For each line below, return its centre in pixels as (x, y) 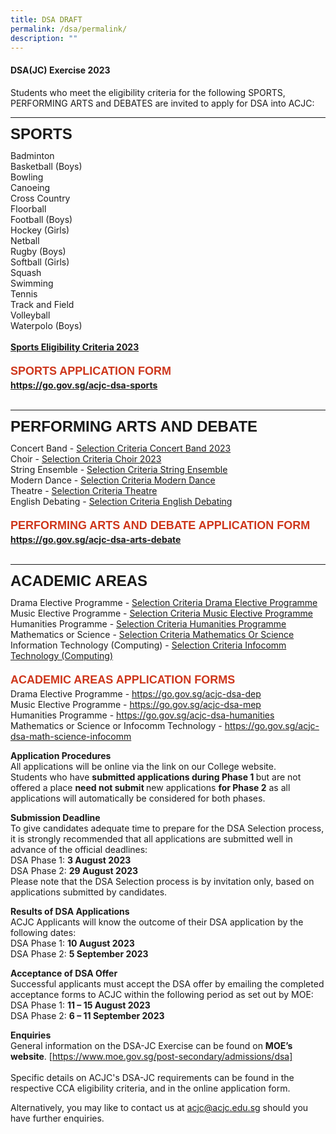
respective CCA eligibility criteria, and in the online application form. (150, 1088)
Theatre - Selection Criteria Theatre (84, 490)
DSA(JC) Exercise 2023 (60, 70)
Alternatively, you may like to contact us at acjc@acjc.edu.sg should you (159, 1107)
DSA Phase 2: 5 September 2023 (79, 953)
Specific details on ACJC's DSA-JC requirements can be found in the (152, 1077)
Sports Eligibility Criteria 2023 (75, 347)
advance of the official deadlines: (79, 849)
